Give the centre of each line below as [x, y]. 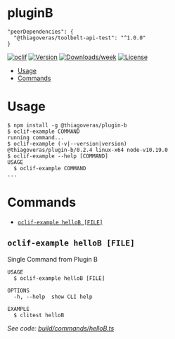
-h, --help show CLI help [53, 297]
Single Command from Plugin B [53, 259]
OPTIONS [19, 290]
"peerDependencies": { [40, 32]
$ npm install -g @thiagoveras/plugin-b [67, 125]
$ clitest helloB [39, 315]
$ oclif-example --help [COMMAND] [58, 156]
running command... [36, 137]
